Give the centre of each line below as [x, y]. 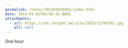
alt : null [24, 28]
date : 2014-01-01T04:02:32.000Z [38, 14]
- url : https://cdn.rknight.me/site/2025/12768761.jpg [66, 23]
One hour [15, 41]
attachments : [18, 18]
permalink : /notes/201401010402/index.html [50, 9]
